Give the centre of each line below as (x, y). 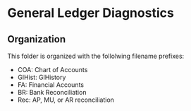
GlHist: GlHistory (42, 77)
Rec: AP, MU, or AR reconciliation (66, 100)
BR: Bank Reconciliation (52, 92)
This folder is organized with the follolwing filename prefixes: (96, 56)
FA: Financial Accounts (51, 85)
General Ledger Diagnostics (91, 13)
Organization (36, 39)
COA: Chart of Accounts (53, 70)
